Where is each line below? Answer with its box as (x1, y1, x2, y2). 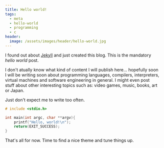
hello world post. (5, 57, 39, 63)
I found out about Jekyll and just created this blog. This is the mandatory (5, 52, 152, 58)
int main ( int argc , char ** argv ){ (5, 115, 76, 120)
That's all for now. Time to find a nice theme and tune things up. (5, 137, 134, 144)
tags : (5, 12, 16, 17)
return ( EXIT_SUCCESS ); (14, 124, 60, 129)
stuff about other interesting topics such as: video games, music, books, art (5, 82, 158, 88)
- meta (9, 16, 23, 21)
